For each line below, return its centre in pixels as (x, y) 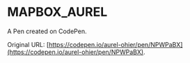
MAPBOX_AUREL (57, 12)
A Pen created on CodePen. (47, 31)
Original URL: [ (28, 44)
